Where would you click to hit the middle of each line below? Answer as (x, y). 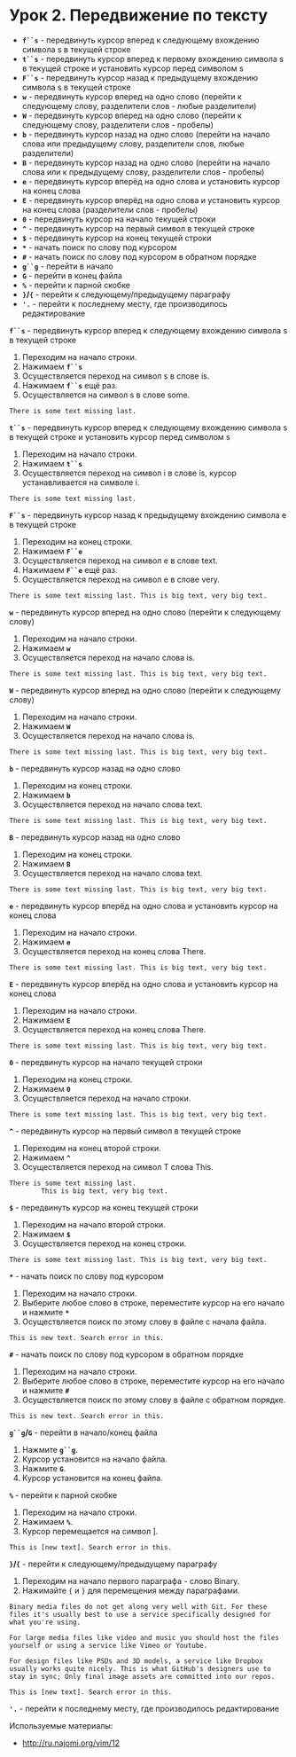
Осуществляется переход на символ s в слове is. (116, 376)
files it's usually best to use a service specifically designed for (140, 1614)
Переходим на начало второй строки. (93, 1224)
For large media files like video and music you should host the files (144, 1637)
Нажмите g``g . (50, 1449)
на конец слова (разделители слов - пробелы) (110, 209)
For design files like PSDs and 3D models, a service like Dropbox (136, 1661)
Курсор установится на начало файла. (95, 1459)
